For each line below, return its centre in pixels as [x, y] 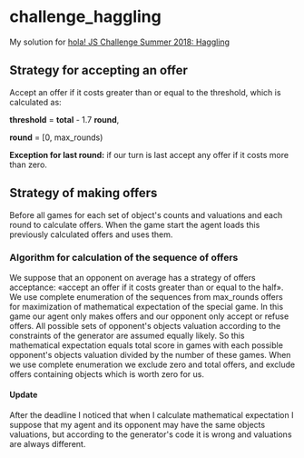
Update [24, 395]
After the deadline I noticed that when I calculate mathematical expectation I [152, 415]
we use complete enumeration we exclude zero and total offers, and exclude [152, 364]
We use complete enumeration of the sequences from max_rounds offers [146, 296]
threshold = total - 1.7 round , [64, 119]
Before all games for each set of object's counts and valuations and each [146, 214]
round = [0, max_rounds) [56, 137]
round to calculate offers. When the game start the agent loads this [135, 224]
